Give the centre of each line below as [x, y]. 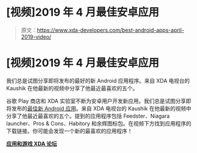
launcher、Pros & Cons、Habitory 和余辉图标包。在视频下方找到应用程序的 [99, 123]
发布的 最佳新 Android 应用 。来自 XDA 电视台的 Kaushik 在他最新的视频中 [101, 108]
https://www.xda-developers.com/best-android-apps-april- [111, 30]
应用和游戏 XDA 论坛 [32, 143]
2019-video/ [36, 37]
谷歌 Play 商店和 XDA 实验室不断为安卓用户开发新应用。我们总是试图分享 [96, 101]
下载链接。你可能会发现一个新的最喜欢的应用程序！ [69, 131]
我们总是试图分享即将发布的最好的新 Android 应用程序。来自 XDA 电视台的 [98, 80]
